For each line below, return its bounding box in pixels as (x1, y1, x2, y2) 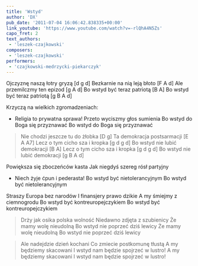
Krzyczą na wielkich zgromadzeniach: (6, 104, 99, 111)
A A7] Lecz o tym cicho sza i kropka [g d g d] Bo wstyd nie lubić (20, 140, 177, 147)
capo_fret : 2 (6, 31, 38, 37)
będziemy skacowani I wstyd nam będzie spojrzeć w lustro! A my (20, 246, 180, 254)
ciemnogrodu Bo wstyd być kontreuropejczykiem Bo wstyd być (6, 199, 161, 206)
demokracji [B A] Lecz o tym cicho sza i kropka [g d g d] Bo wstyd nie (20, 145, 191, 153)
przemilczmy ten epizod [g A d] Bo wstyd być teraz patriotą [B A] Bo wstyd (6, 86, 189, 93)
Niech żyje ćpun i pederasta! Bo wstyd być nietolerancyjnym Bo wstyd (14, 175, 187, 182)
